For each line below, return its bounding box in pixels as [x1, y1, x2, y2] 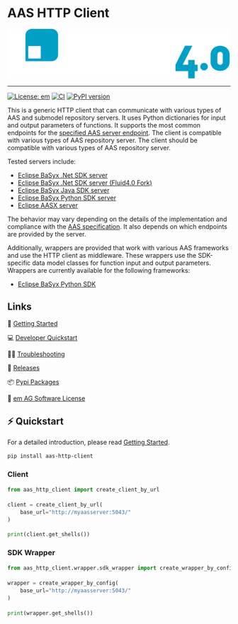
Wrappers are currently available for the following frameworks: [7, 266, 191, 275]
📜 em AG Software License [7, 395, 86, 403]
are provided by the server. [7, 230, 86, 239]
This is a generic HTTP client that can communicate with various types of [7, 106, 222, 115]
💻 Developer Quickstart [7, 334, 78, 342]
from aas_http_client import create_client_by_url [7, 487, 160, 494]
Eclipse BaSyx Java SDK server [17, 186, 110, 195]
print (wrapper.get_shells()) [7, 609, 93, 617]
